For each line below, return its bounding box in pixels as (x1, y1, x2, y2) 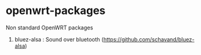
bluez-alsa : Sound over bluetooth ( (14, 35, 104, 43)
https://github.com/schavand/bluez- (103, 35, 195, 43)
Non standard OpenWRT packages (5, 24, 93, 31)
